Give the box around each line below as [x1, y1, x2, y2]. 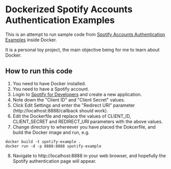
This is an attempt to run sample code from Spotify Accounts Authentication [5, 31, 165, 37]
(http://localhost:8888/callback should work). [12, 107, 108, 113]
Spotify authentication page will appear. [12, 158, 97, 164]
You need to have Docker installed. [12, 80, 86, 86]
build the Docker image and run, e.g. [12, 129, 90, 135]
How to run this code [5, 67, 73, 76]
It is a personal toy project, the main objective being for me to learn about [5, 46, 160, 53]
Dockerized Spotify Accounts [5, 4, 133, 15]
